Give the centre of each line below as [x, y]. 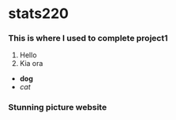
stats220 [39, 14]
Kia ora [31, 64]
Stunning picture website [58, 107]
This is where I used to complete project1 [88, 38]
